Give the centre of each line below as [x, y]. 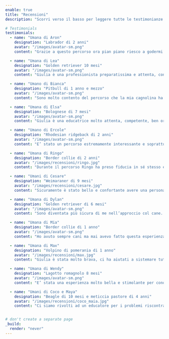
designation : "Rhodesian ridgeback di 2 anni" [64, 135]
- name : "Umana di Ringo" [37, 153]
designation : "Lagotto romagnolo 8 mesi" [58, 274]
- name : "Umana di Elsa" [36, 107]
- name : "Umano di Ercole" [38, 130]
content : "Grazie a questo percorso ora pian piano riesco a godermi [89, 52]
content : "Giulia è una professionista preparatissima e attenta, [85, 75]
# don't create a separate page [39, 319]
